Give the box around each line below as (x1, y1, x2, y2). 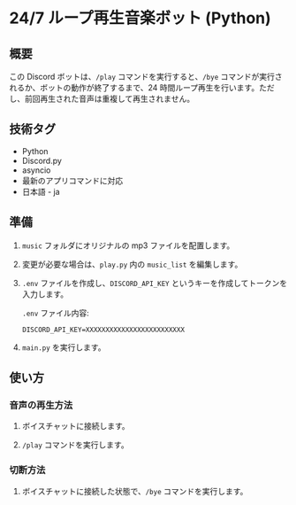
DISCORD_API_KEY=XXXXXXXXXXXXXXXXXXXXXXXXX (21, 325, 186, 334)
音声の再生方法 (9, 399, 73, 411)
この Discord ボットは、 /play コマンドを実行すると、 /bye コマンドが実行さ (9, 72, 283, 82)
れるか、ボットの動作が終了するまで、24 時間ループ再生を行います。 (9, 82, 260, 93)
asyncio (21, 165, 51, 175)
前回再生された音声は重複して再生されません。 (24, 94, 195, 104)
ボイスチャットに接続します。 (21, 421, 130, 431)
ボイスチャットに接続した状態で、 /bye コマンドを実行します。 (21, 486, 248, 496)
